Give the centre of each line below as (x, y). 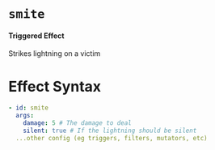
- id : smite (28, 108)
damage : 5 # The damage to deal (77, 123)
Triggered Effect (36, 36)
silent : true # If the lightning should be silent (110, 131)
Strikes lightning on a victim (55, 54)
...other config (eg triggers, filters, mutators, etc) (112, 138)
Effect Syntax (55, 86)
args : (25, 116)
